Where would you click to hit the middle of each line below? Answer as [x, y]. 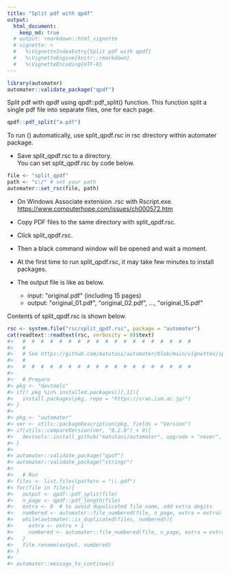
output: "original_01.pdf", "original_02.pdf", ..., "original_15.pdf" [115, 302]
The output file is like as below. [61, 282]
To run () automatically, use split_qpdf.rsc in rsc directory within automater [112, 135]
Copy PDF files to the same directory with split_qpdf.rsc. [97, 222]
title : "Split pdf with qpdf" [50, 13]
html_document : [35, 26]
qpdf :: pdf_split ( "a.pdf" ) [44, 122]
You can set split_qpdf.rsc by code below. [76, 163]
